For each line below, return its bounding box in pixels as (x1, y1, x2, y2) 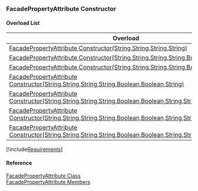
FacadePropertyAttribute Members (6, 179, 91, 186)
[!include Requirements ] (6, 146, 63, 153)
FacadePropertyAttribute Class (6, 172, 81, 179)
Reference (6, 159, 32, 166)
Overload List (6, 19, 40, 26)
